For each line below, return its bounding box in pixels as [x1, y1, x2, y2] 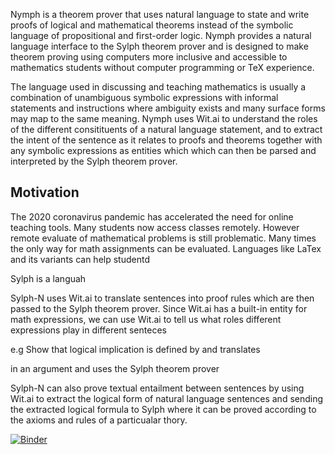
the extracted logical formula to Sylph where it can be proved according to [10, 403, 317, 415]
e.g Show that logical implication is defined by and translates [10, 343, 261, 355]
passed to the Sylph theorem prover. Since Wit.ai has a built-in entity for [10, 302, 308, 314]
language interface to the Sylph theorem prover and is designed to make [10, 40, 309, 52]
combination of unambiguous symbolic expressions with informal [10, 92, 279, 103]
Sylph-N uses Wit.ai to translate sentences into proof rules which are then [10, 292, 315, 304]
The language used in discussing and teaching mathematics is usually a [10, 81, 307, 93]
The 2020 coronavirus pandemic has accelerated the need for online [10, 210, 294, 223]
